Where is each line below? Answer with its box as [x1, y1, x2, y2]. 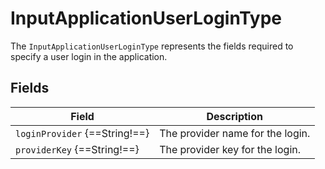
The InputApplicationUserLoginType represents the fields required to [10, 40, 294, 52]
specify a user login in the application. [10, 50, 168, 62]
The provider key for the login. [159, 142, 302, 156]
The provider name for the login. [159, 126, 311, 140]
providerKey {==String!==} [15, 142, 140, 156]
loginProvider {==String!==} [15, 126, 150, 140]
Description [206, 109, 263, 123]
